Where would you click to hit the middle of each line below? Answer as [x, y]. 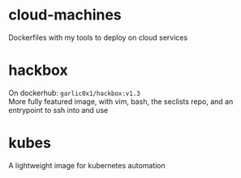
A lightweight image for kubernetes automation [87, 165]
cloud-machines [65, 15]
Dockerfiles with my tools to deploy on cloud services [98, 37]
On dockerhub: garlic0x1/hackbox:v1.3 [74, 93]
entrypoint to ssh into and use [58, 110]
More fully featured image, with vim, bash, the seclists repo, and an [121, 101]
